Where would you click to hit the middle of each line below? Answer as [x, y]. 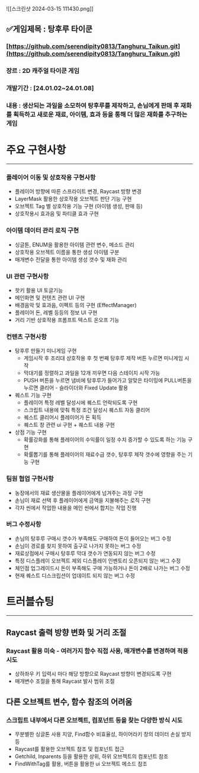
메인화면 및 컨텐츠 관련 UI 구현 [50, 298]
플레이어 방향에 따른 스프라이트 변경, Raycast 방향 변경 [78, 191]
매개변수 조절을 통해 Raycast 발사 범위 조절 [65, 681]
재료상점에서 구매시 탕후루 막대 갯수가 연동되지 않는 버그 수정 [85, 553]
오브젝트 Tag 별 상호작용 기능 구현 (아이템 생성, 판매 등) [79, 206]
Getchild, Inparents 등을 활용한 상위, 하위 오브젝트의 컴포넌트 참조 [92, 756]
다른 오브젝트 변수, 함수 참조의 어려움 [69, 702]
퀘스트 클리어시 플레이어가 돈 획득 [62, 417]
